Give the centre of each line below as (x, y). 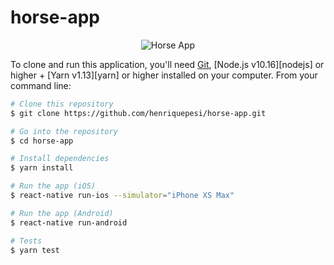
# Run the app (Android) (62, 213)
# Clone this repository (62, 104)
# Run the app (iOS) (53, 186)
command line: (41, 85)
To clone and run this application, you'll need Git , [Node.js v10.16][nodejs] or (167, 64)
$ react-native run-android (69, 222)
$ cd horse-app (42, 141)
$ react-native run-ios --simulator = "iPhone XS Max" (122, 196)
